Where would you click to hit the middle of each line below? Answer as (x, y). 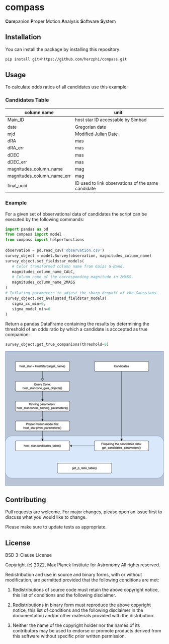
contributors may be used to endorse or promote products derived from (87, 631)
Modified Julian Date (97, 134)
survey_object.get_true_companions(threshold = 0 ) (57, 345)
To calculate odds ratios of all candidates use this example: (67, 87)
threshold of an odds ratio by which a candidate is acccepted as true (76, 329)
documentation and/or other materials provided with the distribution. (83, 616)
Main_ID (16, 120)
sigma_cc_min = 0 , (29, 304)
